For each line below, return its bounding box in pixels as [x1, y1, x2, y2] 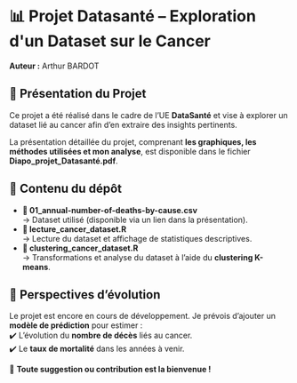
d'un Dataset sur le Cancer [9, 31, 212, 52]
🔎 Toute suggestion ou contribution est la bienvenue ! [9, 364, 212, 375]
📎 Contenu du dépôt [9, 181, 123, 196]
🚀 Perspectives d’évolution [9, 287, 161, 302]
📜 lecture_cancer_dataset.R [21, 223, 127, 235]
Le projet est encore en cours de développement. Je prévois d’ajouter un [9, 311, 277, 322]
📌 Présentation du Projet [9, 86, 147, 101]
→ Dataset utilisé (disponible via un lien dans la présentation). [21, 214, 248, 225]
